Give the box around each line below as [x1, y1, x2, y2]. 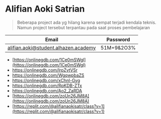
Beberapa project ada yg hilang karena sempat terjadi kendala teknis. [17, 19, 157, 25]
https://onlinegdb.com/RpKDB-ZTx [12, 83, 82, 88]
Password [106, 36, 130, 43]
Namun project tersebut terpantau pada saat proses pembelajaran [17, 24, 150, 30]
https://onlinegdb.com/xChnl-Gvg [12, 77, 80, 83]
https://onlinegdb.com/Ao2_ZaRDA [12, 87, 82, 93]
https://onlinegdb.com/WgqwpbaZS [12, 72, 84, 78]
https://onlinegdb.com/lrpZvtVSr [12, 67, 78, 73]
